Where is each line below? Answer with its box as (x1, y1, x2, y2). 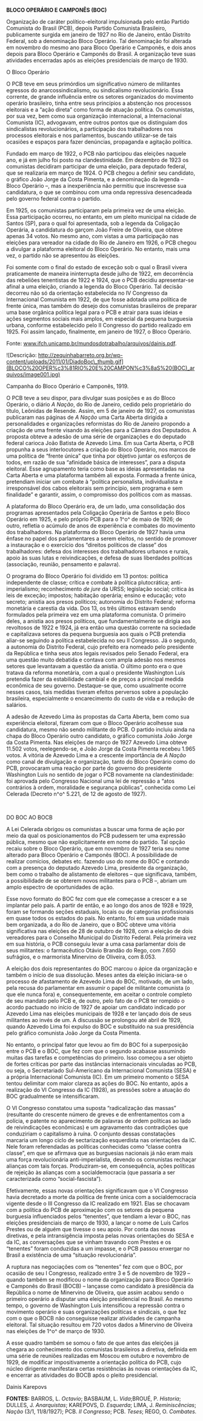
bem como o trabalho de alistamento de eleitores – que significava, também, (6, 871, 198, 878)
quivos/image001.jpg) (6, 371, 61, 378)
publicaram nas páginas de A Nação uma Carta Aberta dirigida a (6, 413, 168, 421)
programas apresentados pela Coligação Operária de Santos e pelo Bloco (6, 509, 190, 516)
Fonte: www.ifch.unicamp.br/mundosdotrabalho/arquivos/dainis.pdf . (6, 340, 177, 347)
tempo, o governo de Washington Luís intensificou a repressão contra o (6, 1302, 185, 1309)
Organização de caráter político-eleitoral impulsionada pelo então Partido (6, 18, 190, 25)
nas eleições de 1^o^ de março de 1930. (6, 1328, 105, 1334)
